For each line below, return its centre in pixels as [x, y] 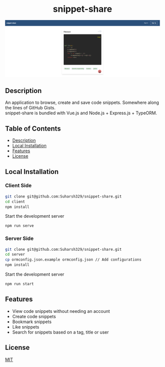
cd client [15, 201]
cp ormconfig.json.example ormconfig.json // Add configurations [73, 260]
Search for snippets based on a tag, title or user [60, 332]
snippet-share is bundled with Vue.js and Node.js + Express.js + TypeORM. [81, 113]
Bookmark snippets [32, 322]
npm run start [20, 284]
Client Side [18, 186]
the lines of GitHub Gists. [30, 108]
